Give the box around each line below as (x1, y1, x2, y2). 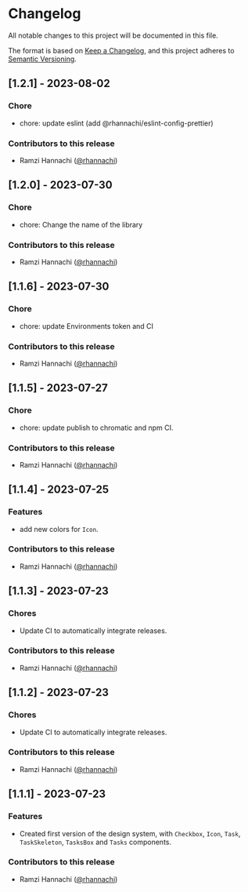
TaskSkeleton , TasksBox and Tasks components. (19, 837, 172, 846)
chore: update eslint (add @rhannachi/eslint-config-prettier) (19, 118, 214, 128)
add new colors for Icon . (19, 524, 99, 533)
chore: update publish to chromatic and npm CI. (19, 423, 174, 432)
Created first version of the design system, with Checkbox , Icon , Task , (19, 828, 241, 838)
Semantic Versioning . (8, 54, 77, 64)
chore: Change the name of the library (19, 220, 143, 229)
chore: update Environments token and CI (19, 321, 154, 330)
